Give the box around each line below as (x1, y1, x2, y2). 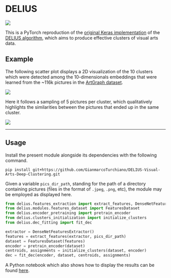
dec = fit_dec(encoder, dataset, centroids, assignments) (5, 253, 131, 258)
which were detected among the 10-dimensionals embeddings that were (5, 74, 157, 80)
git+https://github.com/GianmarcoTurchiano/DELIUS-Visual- (32, 167, 160, 172)
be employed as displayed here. (5, 191, 72, 197)
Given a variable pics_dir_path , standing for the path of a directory (5, 180, 146, 187)
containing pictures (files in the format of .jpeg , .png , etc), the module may (5, 186, 162, 192)
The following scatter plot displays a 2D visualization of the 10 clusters (5, 68, 153, 74)
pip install (5, 167, 31, 172)
